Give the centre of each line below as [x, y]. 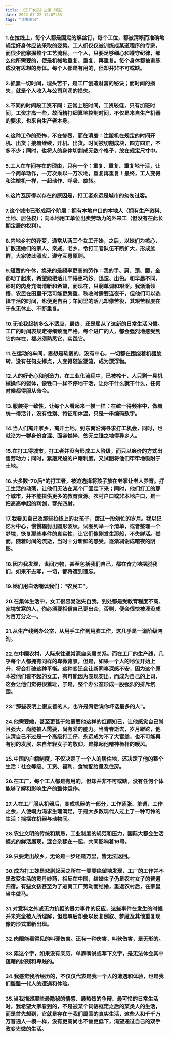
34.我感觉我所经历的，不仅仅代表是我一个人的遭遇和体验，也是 [82, 976]
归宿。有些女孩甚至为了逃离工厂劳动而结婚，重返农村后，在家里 [83, 887]
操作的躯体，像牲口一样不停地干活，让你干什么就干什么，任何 [86, 384]
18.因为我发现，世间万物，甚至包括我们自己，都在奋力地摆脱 [79, 564]
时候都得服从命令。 [29, 391]
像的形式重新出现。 [29, 924]
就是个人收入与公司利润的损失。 [54, 91]
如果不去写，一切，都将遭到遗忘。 [57, 571]
